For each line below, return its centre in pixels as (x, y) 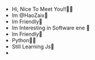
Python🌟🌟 (24, 40)
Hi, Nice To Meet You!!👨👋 (42, 9)
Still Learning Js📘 (33, 46)
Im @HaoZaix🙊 (30, 15)
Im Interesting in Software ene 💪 (51, 28)
